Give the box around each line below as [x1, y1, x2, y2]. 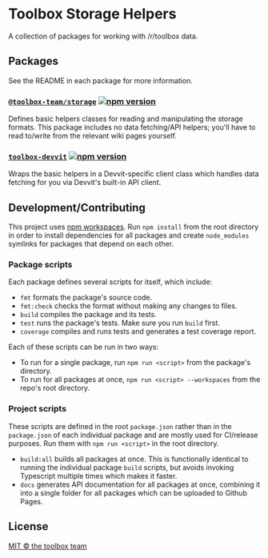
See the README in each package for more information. [8, 75, 194, 85]
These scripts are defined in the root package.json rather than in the [8, 421, 232, 431]
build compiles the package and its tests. [19, 310, 158, 319]
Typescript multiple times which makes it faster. [19, 471, 178, 480]
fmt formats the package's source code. [19, 293, 153, 303]
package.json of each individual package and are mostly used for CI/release [8, 430, 258, 440]
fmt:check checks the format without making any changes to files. [19, 301, 238, 311]
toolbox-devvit [8, 152, 68, 161]
